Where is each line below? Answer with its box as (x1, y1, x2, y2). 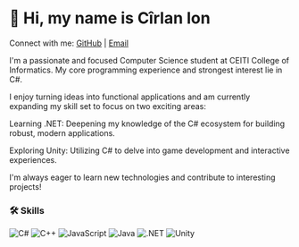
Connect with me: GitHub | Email (9, 38, 129, 48)
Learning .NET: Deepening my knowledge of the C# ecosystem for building (9, 118, 286, 129)
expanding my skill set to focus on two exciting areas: (9, 100, 207, 111)
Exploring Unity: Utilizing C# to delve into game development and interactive (9, 145, 290, 156)
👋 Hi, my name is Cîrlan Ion (9, 8, 212, 29)
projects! (9, 181, 42, 192)
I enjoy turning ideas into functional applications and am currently (9, 91, 251, 102)
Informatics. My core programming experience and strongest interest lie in (9, 64, 283, 75)
